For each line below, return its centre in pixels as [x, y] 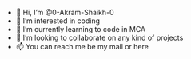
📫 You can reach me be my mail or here [82, 47]
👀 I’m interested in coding [58, 21]
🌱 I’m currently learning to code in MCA [81, 29]
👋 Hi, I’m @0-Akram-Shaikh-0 [65, 12]
